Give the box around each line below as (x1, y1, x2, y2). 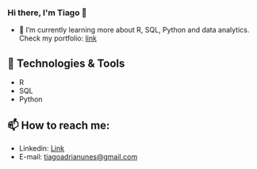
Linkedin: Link (18, 143, 65, 153)
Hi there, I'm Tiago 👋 (7, 7, 88, 18)
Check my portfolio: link (18, 33, 97, 43)
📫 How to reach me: (7, 118, 110, 132)
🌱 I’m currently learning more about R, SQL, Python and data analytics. (18, 25, 250, 35)
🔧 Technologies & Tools (7, 56, 125, 70)
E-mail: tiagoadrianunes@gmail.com (18, 152, 138, 161)
